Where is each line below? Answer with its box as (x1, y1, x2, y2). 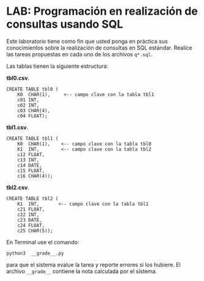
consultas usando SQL (6, 17, 123, 31)
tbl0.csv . (6, 74, 30, 81)
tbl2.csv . (6, 184, 29, 191)
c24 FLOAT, (17, 222, 45, 228)
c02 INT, (17, 102, 40, 108)
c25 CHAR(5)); (17, 228, 53, 234)
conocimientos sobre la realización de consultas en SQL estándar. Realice (6, 44, 192, 51)
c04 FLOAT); (17, 113, 48, 119)
